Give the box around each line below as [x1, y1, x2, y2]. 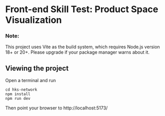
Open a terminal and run [5, 78, 56, 84]
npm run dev [5, 96, 30, 101]
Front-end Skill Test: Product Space [5, 4, 158, 15]
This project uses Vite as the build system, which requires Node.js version [5, 44, 160, 50]
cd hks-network [5, 87, 38, 92]
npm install [5, 92, 30, 97]
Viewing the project [5, 64, 69, 72]
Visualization [5, 14, 62, 26]
